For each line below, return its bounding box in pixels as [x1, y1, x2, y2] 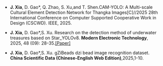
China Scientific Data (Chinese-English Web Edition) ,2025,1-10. [10, 55, 144, 61]
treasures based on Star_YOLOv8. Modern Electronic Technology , [10, 35, 148, 41]
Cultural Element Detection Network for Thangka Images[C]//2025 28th [10, 9, 158, 15]
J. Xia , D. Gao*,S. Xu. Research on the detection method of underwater [10, 30, 157, 35]
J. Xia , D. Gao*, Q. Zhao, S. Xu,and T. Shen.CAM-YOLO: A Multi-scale [10, 4, 153, 10]
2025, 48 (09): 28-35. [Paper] [10, 40, 71, 46]
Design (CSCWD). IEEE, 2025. [10, 20, 72, 26]
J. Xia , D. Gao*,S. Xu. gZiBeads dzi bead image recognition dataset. [10, 50, 149, 56]
